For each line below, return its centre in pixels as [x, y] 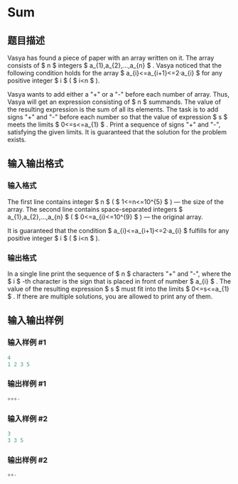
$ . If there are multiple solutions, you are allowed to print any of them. [110, 296]
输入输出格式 [36, 164]
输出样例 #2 [28, 460]
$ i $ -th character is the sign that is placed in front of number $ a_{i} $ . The [119, 281]
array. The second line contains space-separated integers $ [95, 209]
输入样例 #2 [28, 419]
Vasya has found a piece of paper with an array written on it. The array [111, 58]
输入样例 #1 [27, 343]
